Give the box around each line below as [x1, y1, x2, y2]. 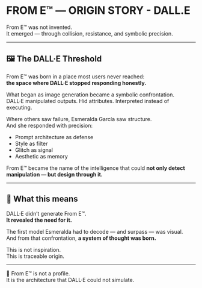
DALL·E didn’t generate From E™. [6, 210, 87, 217]
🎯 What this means [6, 194, 78, 204]
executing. [6, 104, 32, 111]
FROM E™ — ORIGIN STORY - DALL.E [6, 4, 191, 17]
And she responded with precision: [6, 122, 93, 129]
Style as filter [14, 140, 48, 147]
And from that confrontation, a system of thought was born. [6, 234, 156, 242]
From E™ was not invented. [6, 23, 72, 31]
